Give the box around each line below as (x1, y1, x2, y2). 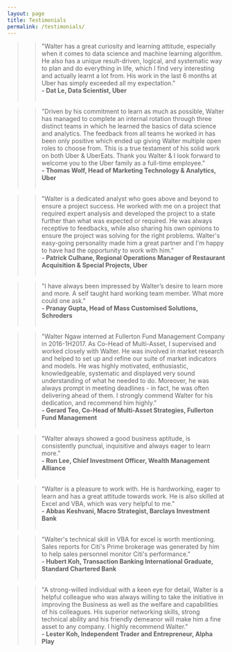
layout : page (7, 10, 45, 17)
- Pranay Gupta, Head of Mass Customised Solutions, (41, 304, 199, 313)
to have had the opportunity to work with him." (41, 246, 175, 254)
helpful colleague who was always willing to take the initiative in (41, 593, 224, 601)
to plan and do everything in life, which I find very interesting (41, 64, 215, 73)
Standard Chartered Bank (41, 564, 116, 573)
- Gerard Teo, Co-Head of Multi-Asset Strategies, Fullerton (41, 406, 214, 414)
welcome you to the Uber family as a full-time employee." (41, 159, 206, 168)
